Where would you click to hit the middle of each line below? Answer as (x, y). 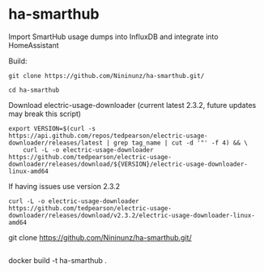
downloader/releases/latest (56, 143)
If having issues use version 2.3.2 (64, 186)
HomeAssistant (34, 45)
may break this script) (45, 114)
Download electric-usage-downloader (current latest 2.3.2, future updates (132, 105)
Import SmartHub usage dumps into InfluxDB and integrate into (113, 37)
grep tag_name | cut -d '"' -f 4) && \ (181, 143)
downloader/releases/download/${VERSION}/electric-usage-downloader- (128, 164)
